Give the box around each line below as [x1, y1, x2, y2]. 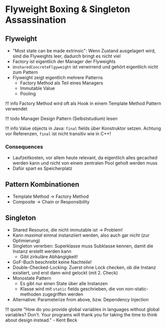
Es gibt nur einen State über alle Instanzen [20, 280, 108, 286]
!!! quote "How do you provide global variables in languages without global [5, 306, 160, 312]
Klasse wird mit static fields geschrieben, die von [20, 286, 124, 292]
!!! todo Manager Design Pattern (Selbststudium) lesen [5, 116, 118, 122]
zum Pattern [12, 69, 38, 75]
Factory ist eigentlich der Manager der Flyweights [12, 59, 116, 64]
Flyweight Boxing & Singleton [5, 4, 130, 15]
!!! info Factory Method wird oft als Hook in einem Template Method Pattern [5, 100, 161, 106]
